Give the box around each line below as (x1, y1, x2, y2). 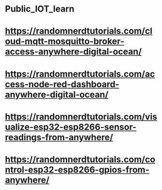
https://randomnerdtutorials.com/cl (5, 26, 152, 37)
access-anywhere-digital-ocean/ (5, 46, 142, 57)
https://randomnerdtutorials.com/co (5, 154, 156, 165)
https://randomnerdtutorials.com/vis (5, 111, 157, 122)
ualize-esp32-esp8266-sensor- (5, 121, 137, 132)
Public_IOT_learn (5, 3, 74, 15)
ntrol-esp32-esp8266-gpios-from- (5, 164, 149, 175)
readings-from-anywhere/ (5, 132, 113, 142)
